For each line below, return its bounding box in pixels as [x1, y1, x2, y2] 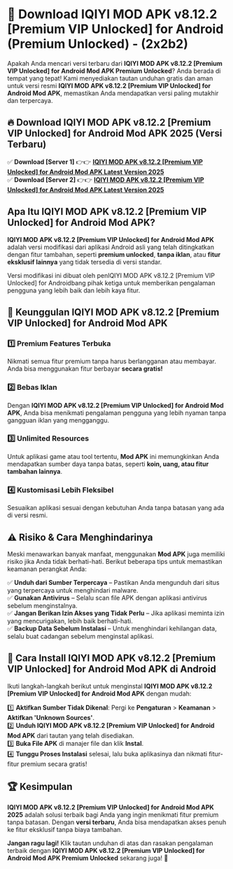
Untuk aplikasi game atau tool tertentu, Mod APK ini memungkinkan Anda [7, 452, 219, 460]
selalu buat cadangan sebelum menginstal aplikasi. [7, 632, 154, 640]
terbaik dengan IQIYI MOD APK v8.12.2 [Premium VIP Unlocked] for [7, 846, 205, 854]
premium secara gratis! [20, 759, 87, 768]
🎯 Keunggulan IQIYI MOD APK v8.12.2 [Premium [7, 306, 220, 318]
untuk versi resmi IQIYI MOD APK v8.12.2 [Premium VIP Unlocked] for [7, 81, 211, 90]
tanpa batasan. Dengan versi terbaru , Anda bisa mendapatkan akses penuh [7, 818, 227, 826]
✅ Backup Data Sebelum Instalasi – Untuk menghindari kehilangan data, [7, 624, 217, 633]
